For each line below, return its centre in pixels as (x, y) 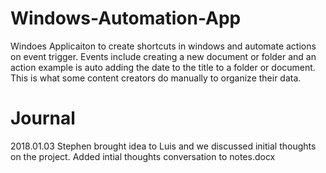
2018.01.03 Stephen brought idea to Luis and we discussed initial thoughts (163, 146)
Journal (43, 118)
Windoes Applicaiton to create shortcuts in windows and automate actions (163, 46)
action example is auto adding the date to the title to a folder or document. (163, 67)
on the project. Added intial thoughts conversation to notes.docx (143, 156)
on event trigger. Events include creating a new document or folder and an (163, 56)
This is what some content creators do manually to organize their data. (156, 78)
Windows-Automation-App (126, 18)
